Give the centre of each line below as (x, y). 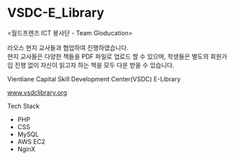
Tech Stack (23, 106)
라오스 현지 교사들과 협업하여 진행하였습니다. (68, 47)
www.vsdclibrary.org (37, 93)
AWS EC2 (31, 141)
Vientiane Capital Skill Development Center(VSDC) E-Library (94, 79)
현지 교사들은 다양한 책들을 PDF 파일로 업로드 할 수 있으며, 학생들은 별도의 (108, 56)
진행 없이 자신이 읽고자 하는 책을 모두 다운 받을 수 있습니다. (94, 65)
